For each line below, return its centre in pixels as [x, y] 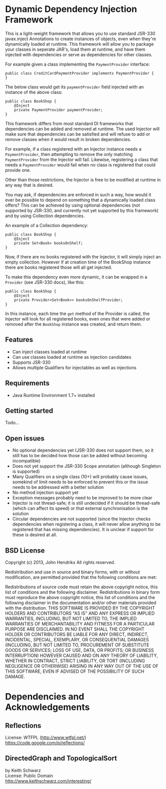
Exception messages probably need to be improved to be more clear [82, 498]
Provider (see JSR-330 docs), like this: [45, 282]
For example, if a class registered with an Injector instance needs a [73, 149]
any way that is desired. [29, 185]
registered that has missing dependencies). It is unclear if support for [83, 530]
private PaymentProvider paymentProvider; [58, 110]
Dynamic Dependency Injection [71, 9]
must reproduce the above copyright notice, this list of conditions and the [80, 597]
